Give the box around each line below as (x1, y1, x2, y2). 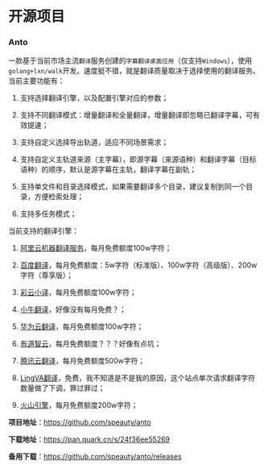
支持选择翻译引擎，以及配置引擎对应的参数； (19, 93, 169, 103)
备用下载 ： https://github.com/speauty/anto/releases (8, 452, 183, 462)
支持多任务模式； (19, 209, 77, 218)
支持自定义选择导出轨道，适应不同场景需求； (19, 138, 169, 147)
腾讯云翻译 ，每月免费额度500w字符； (19, 356, 146, 366)
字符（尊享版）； (19, 271, 74, 280)
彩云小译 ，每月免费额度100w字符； (19, 288, 137, 297)
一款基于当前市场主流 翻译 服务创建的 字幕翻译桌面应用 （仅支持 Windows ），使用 (8, 56, 253, 65)
